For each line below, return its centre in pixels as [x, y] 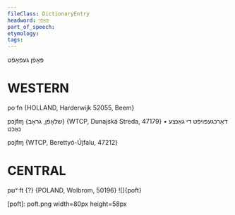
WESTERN [38, 88]
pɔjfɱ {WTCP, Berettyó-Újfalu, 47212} [63, 143]
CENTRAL [37, 171]
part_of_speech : [31, 27]
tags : [15, 40]
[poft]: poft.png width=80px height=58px [67, 204]
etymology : [23, 33]
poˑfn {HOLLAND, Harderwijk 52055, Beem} [71, 108]
